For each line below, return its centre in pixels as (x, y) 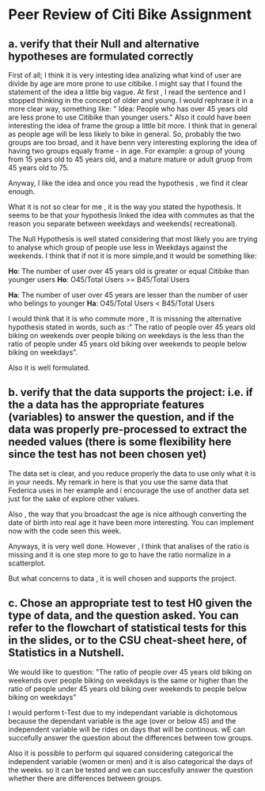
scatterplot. (27, 563)
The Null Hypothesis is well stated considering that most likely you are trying (133, 239)
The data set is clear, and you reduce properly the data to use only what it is (132, 473)
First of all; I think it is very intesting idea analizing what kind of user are (125, 75)
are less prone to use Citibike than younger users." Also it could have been (130, 117)
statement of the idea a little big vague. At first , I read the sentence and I (127, 92)
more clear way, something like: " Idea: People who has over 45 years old (128, 109)
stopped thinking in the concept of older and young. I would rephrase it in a (131, 100)
